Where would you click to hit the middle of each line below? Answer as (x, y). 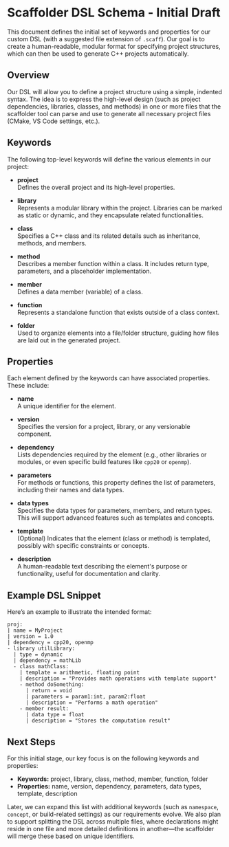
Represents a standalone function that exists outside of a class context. (118, 312)
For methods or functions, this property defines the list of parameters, (116, 483)
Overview (29, 75)
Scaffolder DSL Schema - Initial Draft (114, 13)
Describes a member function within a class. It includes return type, (113, 263)
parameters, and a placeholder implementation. (84, 271)
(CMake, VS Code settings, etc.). (54, 121)
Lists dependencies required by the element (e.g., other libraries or (112, 454)
